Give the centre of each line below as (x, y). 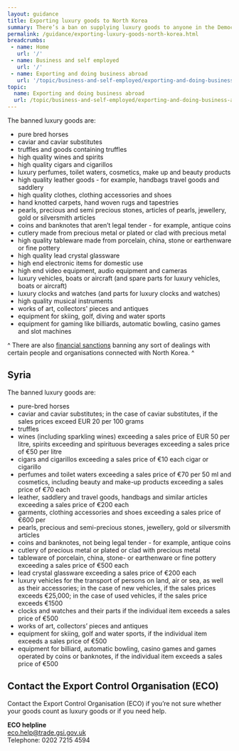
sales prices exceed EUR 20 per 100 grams (81, 421)
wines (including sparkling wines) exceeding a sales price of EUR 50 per (124, 436)
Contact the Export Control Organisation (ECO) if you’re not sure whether (115, 703)
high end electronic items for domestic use (80, 263)
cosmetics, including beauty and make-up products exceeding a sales (121, 481)
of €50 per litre (40, 451)
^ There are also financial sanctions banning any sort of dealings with (109, 345)
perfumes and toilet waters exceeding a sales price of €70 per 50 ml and (124, 474)
